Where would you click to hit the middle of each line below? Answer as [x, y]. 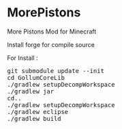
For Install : [22, 58]
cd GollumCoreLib [36, 77]
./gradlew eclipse [38, 112]
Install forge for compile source [51, 44]
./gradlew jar [31, 91]
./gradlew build [34, 118]
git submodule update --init [56, 71]
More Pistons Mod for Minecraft [52, 31]
